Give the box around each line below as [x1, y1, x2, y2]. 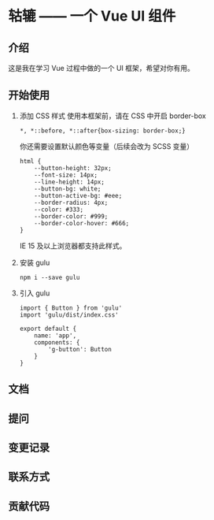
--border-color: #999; [34, 212, 109, 221]
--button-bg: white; [34, 184, 101, 193]
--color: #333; [34, 206, 84, 214]
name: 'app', [34, 332, 77, 340]
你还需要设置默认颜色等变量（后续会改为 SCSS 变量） [19, 141, 194, 150]
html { [19, 157, 42, 165]
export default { [19, 325, 77, 332]
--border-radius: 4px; [34, 199, 109, 206]
